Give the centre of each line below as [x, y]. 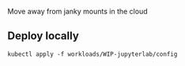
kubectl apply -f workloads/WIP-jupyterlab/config [92, 54]
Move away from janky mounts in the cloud [77, 11]
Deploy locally [43, 36]
